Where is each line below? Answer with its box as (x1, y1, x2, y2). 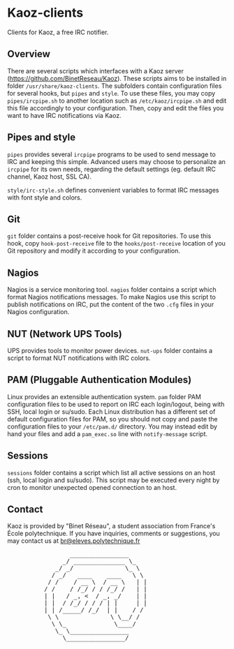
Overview (7, 48, 51, 60)
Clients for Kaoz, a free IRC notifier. (7, 28, 109, 36)
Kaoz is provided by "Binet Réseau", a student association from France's (7, 522, 216, 530)
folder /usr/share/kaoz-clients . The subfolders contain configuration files (7, 82, 222, 90)
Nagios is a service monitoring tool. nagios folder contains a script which (7, 285, 217, 294)
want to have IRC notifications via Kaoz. (7, 111, 122, 119)
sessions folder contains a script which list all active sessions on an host (7, 468, 216, 477)
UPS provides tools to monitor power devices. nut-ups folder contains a (7, 347, 213, 355)
